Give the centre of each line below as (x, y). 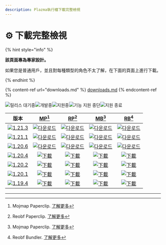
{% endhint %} (20, 80)
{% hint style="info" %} (29, 49)
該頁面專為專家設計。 (27, 60)
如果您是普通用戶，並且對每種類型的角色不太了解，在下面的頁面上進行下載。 (83, 70)
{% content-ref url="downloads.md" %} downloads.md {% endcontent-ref (81, 90)
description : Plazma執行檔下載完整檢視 (43, 10)
